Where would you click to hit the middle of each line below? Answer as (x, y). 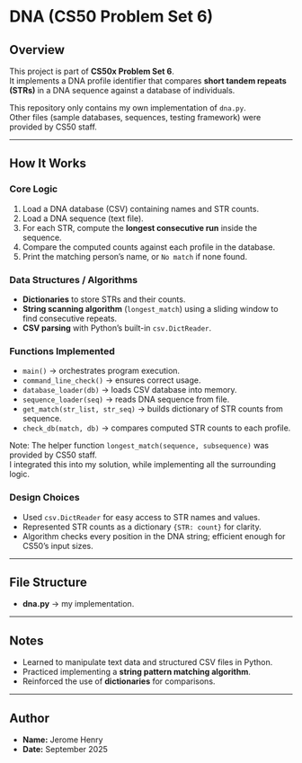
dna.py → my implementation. (78, 604)
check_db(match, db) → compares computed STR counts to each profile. (156, 428)
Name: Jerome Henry (62, 740)
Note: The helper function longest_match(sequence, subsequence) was (139, 446)
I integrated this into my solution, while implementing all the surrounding (143, 465)
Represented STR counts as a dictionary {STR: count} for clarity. (142, 527)
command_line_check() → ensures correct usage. (111, 380)
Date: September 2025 (65, 750)
